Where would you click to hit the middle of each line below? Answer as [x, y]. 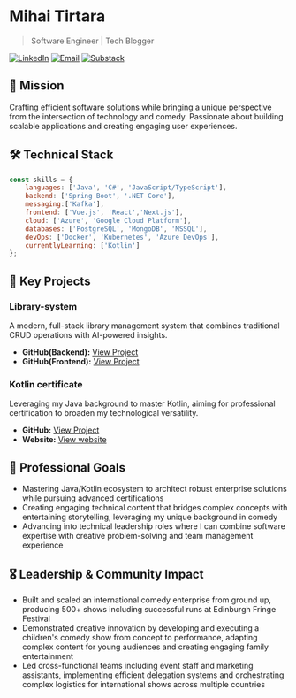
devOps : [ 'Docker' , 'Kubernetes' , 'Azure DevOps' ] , [122, 237]
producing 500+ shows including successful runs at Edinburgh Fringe [149, 609]
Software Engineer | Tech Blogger [92, 41]
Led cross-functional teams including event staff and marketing [137, 665]
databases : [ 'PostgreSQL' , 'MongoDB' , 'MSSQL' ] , [116, 229]
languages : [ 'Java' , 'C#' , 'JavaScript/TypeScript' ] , [126, 188]
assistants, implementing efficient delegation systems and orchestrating [153, 675]
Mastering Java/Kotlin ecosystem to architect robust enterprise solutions [154, 489]
